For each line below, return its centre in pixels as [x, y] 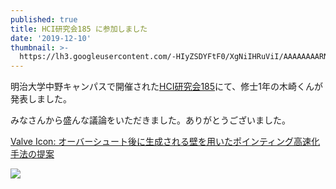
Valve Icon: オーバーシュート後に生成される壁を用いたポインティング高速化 [165, 142]
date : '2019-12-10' [51, 38]
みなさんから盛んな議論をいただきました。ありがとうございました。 [150, 120]
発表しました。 [41, 99]
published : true [44, 19]
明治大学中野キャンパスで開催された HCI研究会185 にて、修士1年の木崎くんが [167, 87]
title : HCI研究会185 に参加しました [79, 29]
